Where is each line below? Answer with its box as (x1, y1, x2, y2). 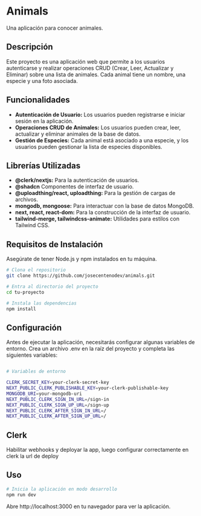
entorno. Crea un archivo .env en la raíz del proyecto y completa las (6, 345, 175, 352)
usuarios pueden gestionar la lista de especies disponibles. (14, 143, 163, 150)
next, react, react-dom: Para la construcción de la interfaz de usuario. (14, 209, 191, 216)
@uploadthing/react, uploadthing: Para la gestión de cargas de (14, 190, 176, 197)
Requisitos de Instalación (6, 239, 103, 250)
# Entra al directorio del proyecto (6, 283, 98, 289)
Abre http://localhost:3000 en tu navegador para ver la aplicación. (6, 503, 171, 510)
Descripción (6, 42, 53, 52)
